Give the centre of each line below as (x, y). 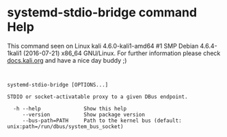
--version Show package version (84, 115)
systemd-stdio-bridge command (102, 13)
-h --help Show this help (70, 108)
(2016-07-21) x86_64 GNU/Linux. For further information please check (122, 53)
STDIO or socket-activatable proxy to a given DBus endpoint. (97, 97)
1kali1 (14, 53)
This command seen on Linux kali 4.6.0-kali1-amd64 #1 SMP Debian (103, 46)
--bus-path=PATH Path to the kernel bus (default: (102, 121)
